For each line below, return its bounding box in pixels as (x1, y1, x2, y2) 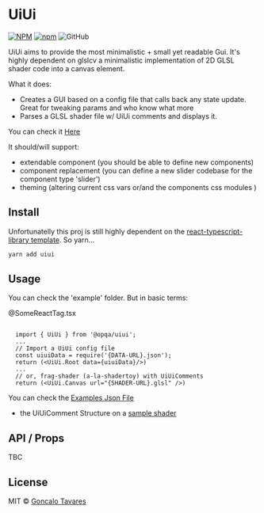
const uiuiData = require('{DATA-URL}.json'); (15, 351, 172, 359)
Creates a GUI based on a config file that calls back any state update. (19, 94, 247, 104)
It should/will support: (8, 142, 79, 151)
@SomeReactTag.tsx (8, 309, 77, 318)
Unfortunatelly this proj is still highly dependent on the (8, 226, 185, 236)
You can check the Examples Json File (8, 393, 135, 403)
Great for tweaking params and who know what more (19, 103, 194, 112)
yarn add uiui (8, 250, 55, 258)
